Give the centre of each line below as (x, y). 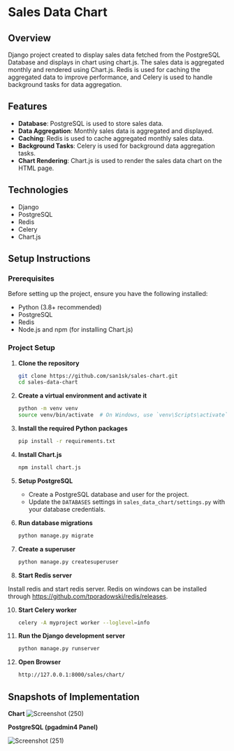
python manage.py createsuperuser (68, 562)
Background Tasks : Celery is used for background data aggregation (116, 146)
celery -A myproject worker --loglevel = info (84, 623)
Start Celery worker (47, 610)
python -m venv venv (48, 409)
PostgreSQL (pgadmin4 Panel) (53, 727)
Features (28, 107)
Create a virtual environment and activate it (82, 395)
